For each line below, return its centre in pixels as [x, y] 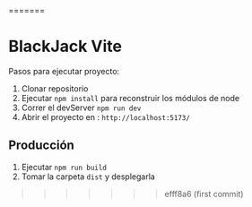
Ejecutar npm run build [64, 167]
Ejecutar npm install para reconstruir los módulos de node [130, 98]
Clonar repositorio [55, 88]
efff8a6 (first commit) [204, 194]
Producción [42, 146]
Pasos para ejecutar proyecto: [64, 71]
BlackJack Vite [65, 47]
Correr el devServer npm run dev [81, 108]
